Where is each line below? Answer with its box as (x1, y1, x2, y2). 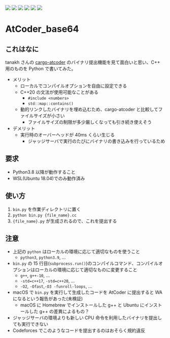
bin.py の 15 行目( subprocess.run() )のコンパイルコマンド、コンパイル (12, 260, 159, 267)
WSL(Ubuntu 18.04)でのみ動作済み (12, 175, 85, 181)
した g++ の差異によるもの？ (29, 308, 90, 315)
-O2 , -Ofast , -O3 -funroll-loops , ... (20, 283, 92, 290)
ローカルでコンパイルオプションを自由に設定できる (20, 83, 127, 89)
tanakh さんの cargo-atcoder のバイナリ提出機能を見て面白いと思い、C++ (5, 59, 161, 65)
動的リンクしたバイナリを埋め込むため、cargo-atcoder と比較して (20, 106, 158, 112)
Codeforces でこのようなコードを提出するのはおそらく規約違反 (12, 327, 146, 333)
